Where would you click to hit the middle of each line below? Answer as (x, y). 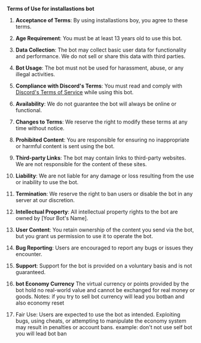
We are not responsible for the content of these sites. (81, 164)
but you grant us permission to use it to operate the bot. (84, 236)
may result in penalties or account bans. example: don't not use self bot (104, 327)
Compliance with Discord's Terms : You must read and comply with (99, 86)
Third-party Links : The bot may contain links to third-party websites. (100, 158)
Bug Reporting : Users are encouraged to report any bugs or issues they (104, 248)
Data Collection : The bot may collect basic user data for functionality (101, 50)
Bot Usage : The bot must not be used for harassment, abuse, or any (100, 68)
